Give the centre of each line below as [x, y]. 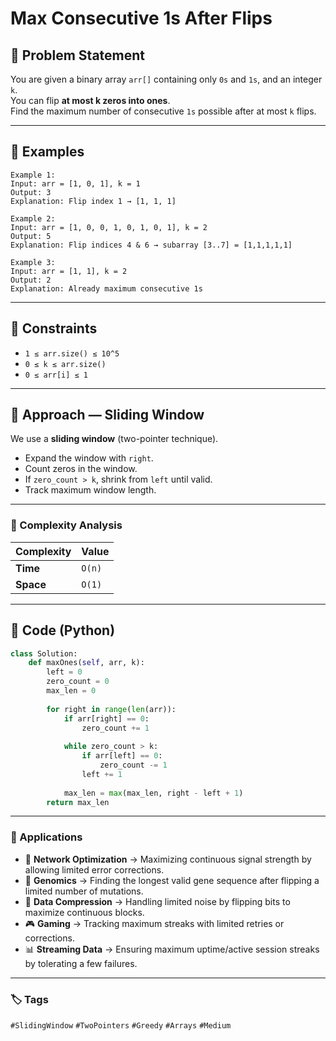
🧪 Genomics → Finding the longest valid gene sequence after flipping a [172, 880]
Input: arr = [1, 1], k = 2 [69, 271]
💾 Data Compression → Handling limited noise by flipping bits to [157, 901]
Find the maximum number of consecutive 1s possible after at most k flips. [163, 111]
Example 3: [33, 262]
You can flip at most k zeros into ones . [90, 100]
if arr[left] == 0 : [122, 756]
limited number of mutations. [84, 891]
